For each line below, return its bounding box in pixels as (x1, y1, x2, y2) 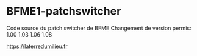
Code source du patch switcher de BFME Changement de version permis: (6, 24, 192, 32)
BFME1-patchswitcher (6, 4, 121, 18)
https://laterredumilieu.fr (6, 43, 68, 50)
